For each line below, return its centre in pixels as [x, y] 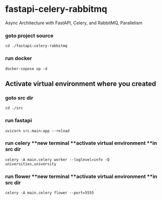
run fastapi [19, 121]
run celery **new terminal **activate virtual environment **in [81, 143]
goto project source [29, 36]
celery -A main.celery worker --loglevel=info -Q [57, 159]
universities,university [31, 164]
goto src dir [19, 98]
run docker [19, 58]
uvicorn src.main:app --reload [37, 131]
